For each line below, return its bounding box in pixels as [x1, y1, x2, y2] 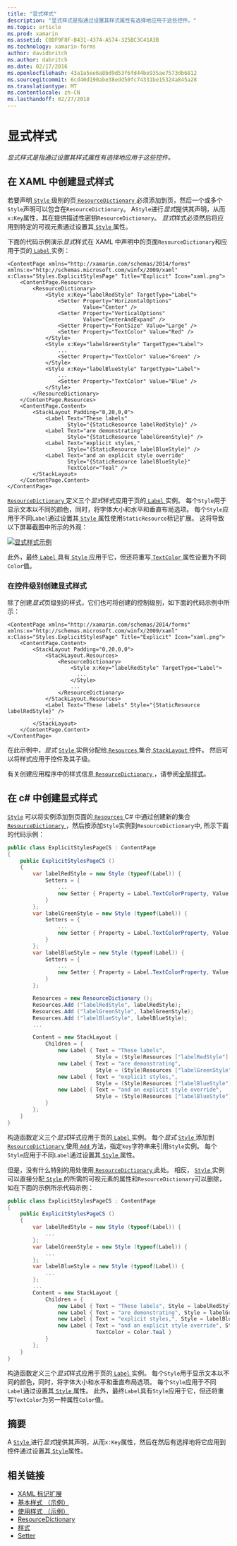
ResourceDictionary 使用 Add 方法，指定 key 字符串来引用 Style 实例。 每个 [7, 1142, 217, 1150]
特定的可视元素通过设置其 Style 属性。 [19, 222, 132, 230]
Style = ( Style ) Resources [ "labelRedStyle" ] [95, 1054, 229, 1061]
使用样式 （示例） [17, 1507, 69, 1516]
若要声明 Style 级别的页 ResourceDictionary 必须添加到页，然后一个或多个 [7, 196, 224, 204]
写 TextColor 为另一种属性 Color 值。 [7, 1395, 108, 1403]
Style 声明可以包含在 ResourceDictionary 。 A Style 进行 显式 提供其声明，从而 [7, 204, 226, 213]
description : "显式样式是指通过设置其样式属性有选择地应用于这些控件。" [7, 17, 197, 24]
